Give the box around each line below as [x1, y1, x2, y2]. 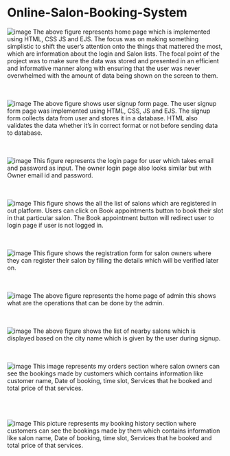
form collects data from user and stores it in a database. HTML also [7, 113, 198, 122]
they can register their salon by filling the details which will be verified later [7, 256, 219, 264]
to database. [7, 129, 43, 137]
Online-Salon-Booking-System [7, 5, 187, 21]
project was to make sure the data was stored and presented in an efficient [7, 56, 220, 65]
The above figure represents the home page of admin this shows [33, 291, 216, 300]
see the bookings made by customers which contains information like [7, 369, 204, 378]
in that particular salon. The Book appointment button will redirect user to [7, 213, 214, 221]
